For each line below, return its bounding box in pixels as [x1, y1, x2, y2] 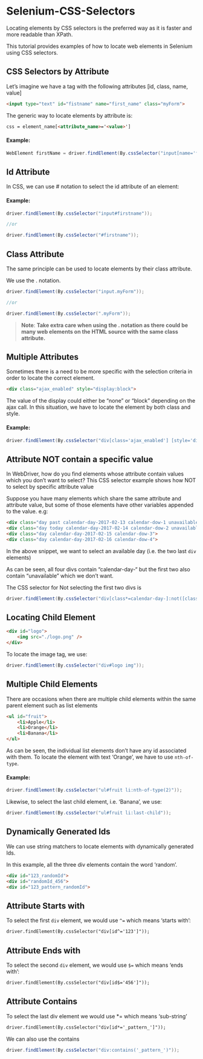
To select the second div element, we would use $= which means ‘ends [6, 961, 183, 969]
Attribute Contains [6, 997, 77, 1007]
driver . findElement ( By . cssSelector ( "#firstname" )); [6, 232, 139, 238]
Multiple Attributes [6, 352, 79, 362]
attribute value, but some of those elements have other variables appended [6, 502, 194, 509]
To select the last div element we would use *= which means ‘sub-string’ [6, 1012, 187, 1020]
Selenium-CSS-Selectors [6, 4, 135, 18]
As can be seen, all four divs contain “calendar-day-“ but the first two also [6, 565, 190, 573]
